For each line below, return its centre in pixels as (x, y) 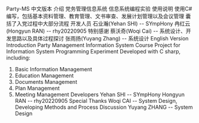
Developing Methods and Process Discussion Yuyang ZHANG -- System (104, 107)
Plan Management (37, 88)
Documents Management (46, 82)
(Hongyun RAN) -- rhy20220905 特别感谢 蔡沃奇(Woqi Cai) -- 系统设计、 (96, 31)
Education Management (44, 75)
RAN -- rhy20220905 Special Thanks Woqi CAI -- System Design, (96, 101)
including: (19, 58)
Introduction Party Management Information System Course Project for (93, 45)
